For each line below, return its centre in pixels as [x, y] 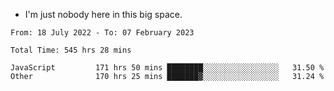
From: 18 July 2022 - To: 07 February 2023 [102, 33]
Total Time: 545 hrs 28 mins [71, 50]
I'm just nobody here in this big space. [103, 14]
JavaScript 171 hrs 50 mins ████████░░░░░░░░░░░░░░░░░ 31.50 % [167, 68]
